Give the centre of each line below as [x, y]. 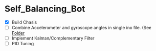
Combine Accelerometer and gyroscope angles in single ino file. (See [81, 28]
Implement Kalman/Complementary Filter [53, 38]
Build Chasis [24, 22]
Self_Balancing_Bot [45, 9]
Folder [18, 33]
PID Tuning [23, 44]
